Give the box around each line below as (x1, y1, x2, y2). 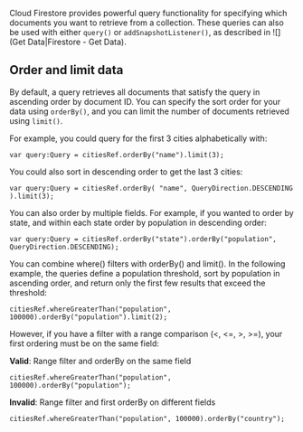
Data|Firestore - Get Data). (27, 36, 127, 47)
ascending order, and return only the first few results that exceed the (9, 277, 266, 288)
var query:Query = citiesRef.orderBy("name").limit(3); (9, 150, 224, 159)
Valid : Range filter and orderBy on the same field (9, 355, 192, 366)
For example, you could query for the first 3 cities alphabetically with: (9, 133, 268, 144)
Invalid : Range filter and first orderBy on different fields (9, 397, 216, 408)
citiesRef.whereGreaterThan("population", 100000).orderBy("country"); (9, 414, 285, 423)
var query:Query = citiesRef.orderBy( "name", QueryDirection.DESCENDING (9, 183, 294, 193)
